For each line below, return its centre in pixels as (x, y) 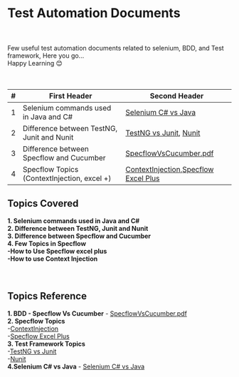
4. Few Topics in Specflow (47, 243)
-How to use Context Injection (53, 259)
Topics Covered (43, 203)
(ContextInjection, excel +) (67, 178)
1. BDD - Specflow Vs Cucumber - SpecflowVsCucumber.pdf (97, 313)
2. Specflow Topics (36, 321)
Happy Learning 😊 (35, 63)
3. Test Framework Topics (46, 344)
